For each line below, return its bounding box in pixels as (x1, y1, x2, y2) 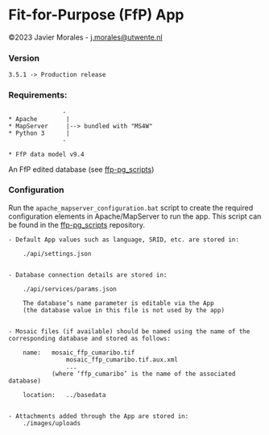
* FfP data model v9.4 (8, 150, 85, 158)
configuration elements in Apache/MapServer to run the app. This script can (8, 211, 262, 221)
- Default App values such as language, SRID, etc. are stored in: (8, 236, 240, 244)
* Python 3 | (8, 129, 70, 137)
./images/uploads (23, 419, 81, 427)
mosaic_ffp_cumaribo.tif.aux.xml (65, 355, 179, 364)
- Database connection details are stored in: (8, 270, 168, 279)
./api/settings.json (23, 249, 92, 257)
